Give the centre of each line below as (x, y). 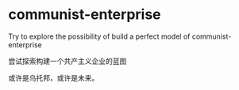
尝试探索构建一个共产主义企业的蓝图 (67, 61)
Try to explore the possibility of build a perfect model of (99, 36)
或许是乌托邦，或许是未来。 (54, 77)
